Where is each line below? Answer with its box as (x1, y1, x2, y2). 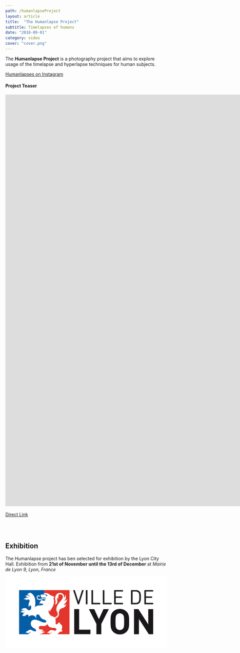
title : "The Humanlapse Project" (5, 19, 79, 24)
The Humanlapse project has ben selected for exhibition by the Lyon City (5, 555, 159, 561)
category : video (5, 36, 40, 41)
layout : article (5, 13, 40, 19)
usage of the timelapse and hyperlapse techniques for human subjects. (5, 61, 156, 67)
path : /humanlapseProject (5, 8, 61, 13)
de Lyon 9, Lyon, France (5, 566, 56, 572)
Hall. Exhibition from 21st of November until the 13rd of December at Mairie (5, 561, 166, 567)
